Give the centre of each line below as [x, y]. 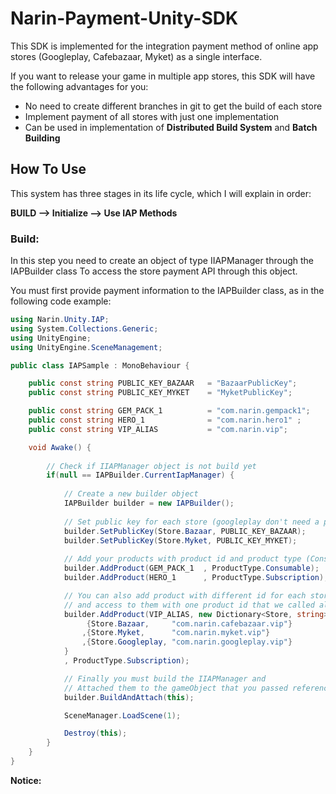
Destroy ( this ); [95, 733]
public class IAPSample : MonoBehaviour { [100, 365]
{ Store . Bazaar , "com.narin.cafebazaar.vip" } [189, 623]
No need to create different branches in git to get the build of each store [173, 106]
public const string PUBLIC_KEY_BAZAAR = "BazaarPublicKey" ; [163, 383]
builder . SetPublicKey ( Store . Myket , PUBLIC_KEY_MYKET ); [180, 540]
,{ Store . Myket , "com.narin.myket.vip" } [176, 633]
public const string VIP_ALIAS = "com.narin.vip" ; [158, 429]
